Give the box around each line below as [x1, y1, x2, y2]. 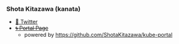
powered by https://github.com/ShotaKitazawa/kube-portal [24, 32, 173, 39]
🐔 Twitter [15, 18, 38, 26]
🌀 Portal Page [15, 24, 49, 32]
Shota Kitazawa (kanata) [6, 5, 81, 13]
